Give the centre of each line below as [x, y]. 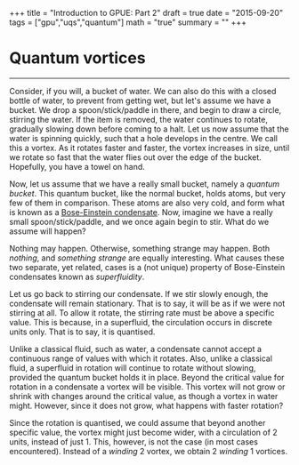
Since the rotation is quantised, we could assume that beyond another [137, 422]
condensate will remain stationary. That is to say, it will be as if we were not [147, 303]
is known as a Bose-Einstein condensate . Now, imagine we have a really [141, 212]
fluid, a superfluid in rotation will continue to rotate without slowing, [133, 367]
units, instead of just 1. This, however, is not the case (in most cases [133, 441]
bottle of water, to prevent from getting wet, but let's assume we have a [140, 100]
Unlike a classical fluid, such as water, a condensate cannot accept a [136, 349]
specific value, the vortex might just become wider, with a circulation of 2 [143, 432]
